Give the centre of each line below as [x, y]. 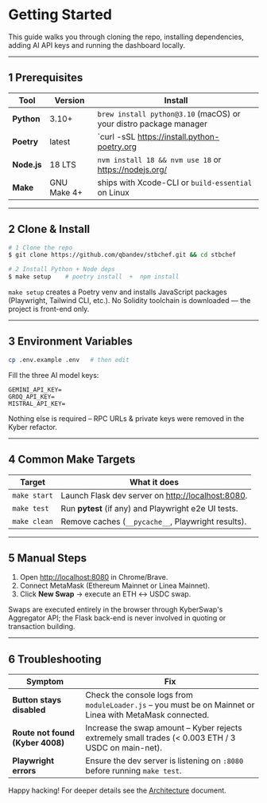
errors [24, 771]
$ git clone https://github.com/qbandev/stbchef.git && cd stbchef [122, 255]
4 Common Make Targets [72, 460]
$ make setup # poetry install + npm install [94, 277]
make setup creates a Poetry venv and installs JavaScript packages [118, 292]
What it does [155, 482]
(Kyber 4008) [39, 743]
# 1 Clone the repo [41, 248]
